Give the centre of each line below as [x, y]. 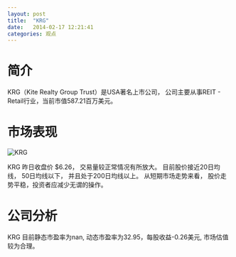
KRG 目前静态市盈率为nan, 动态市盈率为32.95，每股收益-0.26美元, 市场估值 [118, 237]
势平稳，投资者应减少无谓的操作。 [57, 185]
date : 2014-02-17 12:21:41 [50, 27]
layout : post [27, 14]
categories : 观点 [32, 34]
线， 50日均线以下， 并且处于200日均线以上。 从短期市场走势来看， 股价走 [117, 176]
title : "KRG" [28, 21]
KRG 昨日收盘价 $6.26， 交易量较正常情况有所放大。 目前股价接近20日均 [114, 167]
